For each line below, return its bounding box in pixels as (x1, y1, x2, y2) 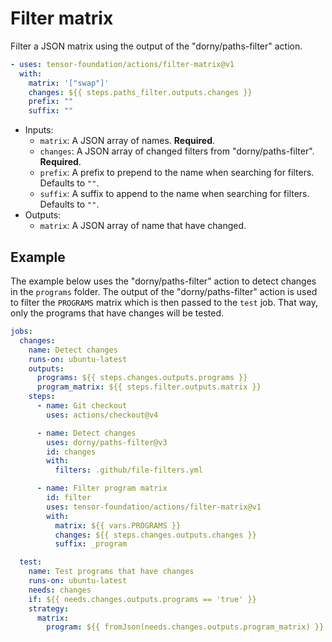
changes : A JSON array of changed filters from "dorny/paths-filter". (39, 145, 315, 157)
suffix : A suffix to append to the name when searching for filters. (39, 188, 310, 200)
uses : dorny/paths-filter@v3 (46, 437, 168, 447)
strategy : (28, 603, 70, 614)
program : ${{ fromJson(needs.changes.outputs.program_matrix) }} (46, 622, 325, 632)
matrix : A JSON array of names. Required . (39, 135, 216, 147)
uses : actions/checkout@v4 (46, 410, 159, 420)
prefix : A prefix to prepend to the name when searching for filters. (39, 167, 315, 179)
